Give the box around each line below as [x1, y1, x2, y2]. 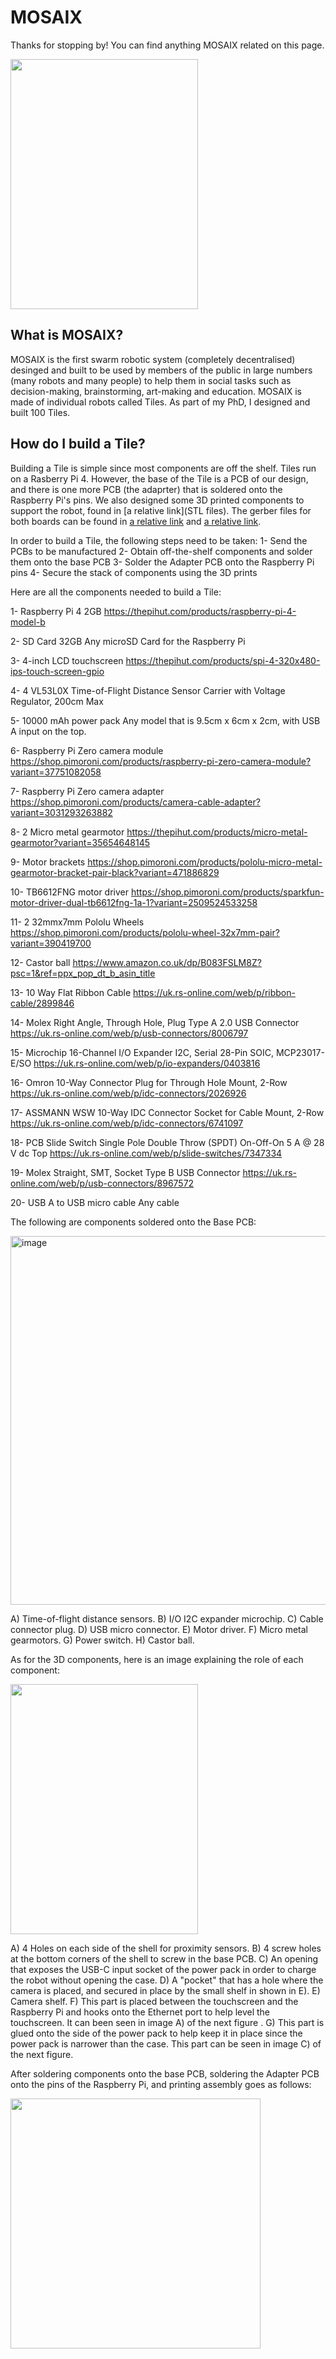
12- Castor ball [10, 956, 71, 968]
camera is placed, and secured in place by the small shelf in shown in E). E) [10, 1984, 321, 1996]
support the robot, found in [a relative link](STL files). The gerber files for [10, 504, 312, 516]
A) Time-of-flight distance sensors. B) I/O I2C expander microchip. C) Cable [10, 1612, 324, 1625]
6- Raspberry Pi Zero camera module [10, 744, 164, 756]
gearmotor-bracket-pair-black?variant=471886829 [10, 866, 220, 878]
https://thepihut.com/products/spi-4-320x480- [125, 654, 321, 666]
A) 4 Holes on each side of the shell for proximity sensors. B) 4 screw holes [10, 1942, 322, 1954]
